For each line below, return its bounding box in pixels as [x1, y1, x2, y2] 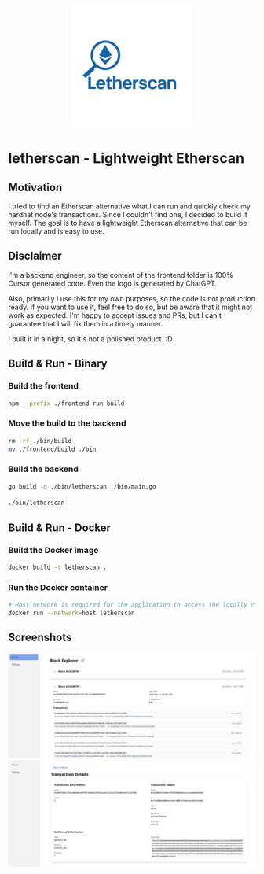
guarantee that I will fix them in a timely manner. [8, 319, 163, 328]
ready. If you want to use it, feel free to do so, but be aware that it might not [8, 302, 253, 312]
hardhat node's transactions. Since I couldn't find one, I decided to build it [8, 210, 247, 219]
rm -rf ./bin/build [8, 437, 72, 444]
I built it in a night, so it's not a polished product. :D [8, 334, 173, 344]
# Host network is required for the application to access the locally [8, 601, 247, 609]
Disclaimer [8, 249, 62, 263]
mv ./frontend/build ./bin [8, 445, 97, 453]
